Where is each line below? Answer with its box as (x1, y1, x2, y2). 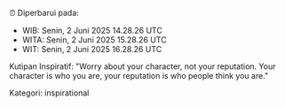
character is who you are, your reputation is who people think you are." (9, 71, 269, 80)
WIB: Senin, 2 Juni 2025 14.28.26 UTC (21, 26, 162, 35)
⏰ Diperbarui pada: (9, 8, 80, 18)
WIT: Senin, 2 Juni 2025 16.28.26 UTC (21, 44, 162, 54)
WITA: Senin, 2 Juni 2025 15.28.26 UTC (21, 34, 167, 45)
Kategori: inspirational (9, 88, 90, 98)
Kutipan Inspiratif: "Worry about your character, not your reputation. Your (9, 61, 276, 72)
